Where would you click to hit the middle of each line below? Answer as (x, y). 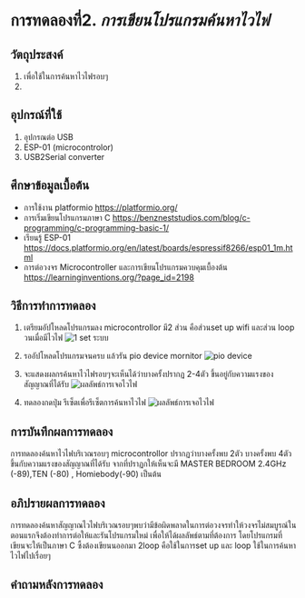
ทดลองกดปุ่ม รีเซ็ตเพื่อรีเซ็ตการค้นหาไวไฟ (84, 403)
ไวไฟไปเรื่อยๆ (30, 556)
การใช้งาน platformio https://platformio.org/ (100, 207)
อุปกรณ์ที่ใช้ (36, 115)
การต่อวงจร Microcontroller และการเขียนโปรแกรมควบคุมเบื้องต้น (125, 267)
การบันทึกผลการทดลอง (62, 431)
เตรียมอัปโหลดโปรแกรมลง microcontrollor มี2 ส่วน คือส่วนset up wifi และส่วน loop (159, 327)
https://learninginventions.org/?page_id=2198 (108, 277)
